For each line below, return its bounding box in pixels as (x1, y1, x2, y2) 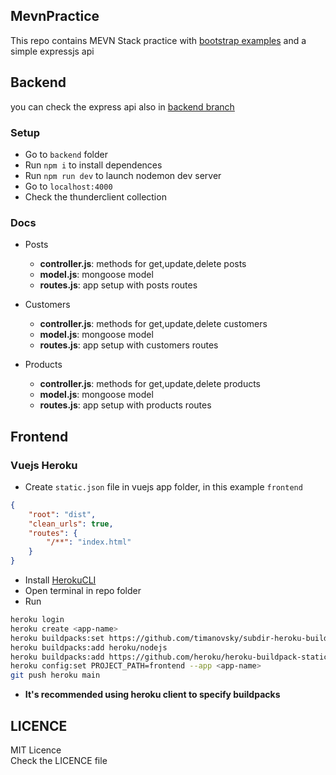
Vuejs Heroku (10, 458, 78, 472)
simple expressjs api (10, 45, 95, 57)
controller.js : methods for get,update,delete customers (39, 318, 268, 330)
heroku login (10, 615, 65, 625)
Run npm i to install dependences (24, 159, 163, 171)
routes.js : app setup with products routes (39, 399, 212, 411)
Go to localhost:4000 (24, 180, 113, 192)
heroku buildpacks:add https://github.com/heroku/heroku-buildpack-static (10, 652, 329, 662)
